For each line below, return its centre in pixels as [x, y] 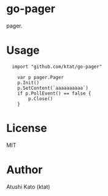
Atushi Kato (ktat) [28, 187]
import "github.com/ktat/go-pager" [57, 67]
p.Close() [41, 99]
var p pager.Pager [41, 77]
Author [24, 170]
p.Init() [28, 82]
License [27, 129]
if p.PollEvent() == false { [54, 93]
